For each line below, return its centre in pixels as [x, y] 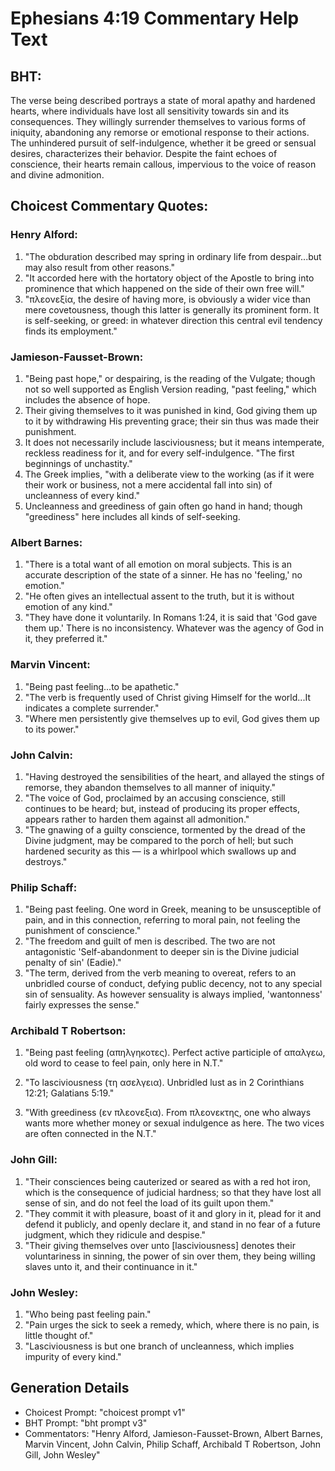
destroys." [46, 861]
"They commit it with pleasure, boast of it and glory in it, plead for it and [173, 1213]
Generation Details [70, 1388]
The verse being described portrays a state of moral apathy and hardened [163, 100]
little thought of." [59, 1336]
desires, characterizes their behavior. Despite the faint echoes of [144, 153]
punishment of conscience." [83, 931]
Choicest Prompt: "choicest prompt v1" [105, 1412]
